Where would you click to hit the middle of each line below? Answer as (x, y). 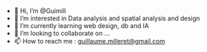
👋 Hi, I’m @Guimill (40, 11)
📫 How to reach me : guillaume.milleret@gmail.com (89, 41)
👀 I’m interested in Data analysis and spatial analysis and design (107, 18)
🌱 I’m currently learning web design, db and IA (82, 26)
